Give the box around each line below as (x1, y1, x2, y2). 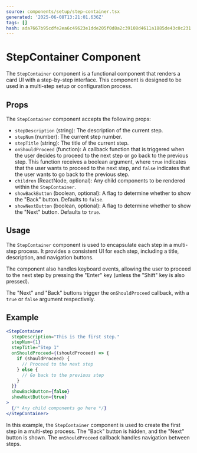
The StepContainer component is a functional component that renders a (6, 70, 181, 77)
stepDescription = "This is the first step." (11, 334, 120, 340)
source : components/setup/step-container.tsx (6, 8, 120, 15)
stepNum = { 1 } (11, 339, 41, 346)
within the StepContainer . (14, 184, 77, 190)
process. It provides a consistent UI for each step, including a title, (18, 247, 179, 255)
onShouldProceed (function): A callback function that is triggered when (14, 146, 185, 152)
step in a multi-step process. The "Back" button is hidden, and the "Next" (6, 428, 185, 435)
